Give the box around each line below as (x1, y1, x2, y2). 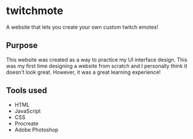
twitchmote (6, 4, 63, 18)
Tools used (6, 86, 48, 96)
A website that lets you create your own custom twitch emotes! (6, 23, 158, 30)
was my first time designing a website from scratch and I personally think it (6, 62, 188, 69)
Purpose (6, 40, 38, 50)
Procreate (14, 120, 39, 127)
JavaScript (14, 107, 41, 114)
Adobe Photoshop (14, 126, 59, 133)
